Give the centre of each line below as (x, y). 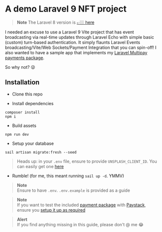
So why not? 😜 (20, 67)
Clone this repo (27, 94)
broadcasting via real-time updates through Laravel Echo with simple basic (80, 37)
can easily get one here (40, 166)
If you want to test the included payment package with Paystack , (81, 205)
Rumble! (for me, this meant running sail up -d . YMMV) (68, 176)
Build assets (24, 125)
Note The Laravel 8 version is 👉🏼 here (56, 22)
